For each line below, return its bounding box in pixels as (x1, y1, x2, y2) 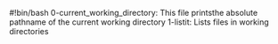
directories (9, 26, 49, 36)
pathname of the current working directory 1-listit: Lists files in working (9, 17, 269, 27)
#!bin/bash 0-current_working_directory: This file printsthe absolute (9, 8, 258, 18)
